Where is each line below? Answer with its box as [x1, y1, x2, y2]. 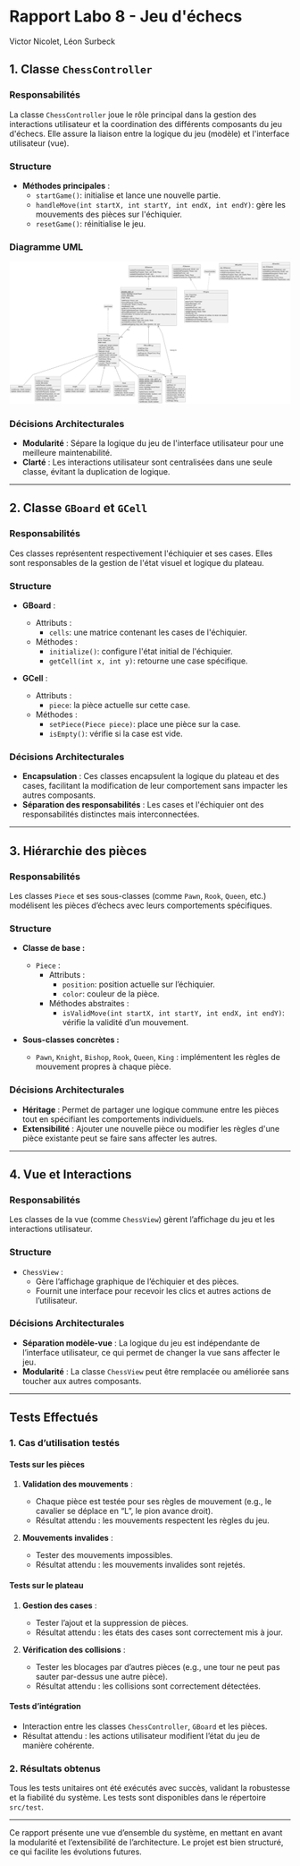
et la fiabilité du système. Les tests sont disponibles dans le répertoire [9, 1793, 266, 1803]
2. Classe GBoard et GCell [9, 501, 148, 516]
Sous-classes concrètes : [21, 1034, 120, 1045]
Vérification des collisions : [21, 1644, 127, 1655]
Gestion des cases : [21, 1600, 97, 1611]
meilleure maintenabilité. [21, 447, 112, 458]
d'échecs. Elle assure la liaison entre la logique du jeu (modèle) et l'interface [9, 128, 290, 139]
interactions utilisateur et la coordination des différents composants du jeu [9, 118, 283, 129]
